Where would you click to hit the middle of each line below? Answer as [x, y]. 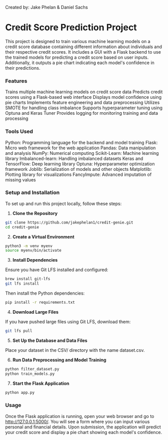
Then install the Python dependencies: [45, 293]
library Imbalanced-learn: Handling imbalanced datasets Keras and [74, 158]
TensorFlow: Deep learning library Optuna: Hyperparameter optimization [80, 164]
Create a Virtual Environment [43, 237]
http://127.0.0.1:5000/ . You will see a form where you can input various [77, 421]
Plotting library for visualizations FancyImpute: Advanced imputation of [78, 174]
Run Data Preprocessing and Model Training [59, 360]
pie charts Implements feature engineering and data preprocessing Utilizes [82, 103]
